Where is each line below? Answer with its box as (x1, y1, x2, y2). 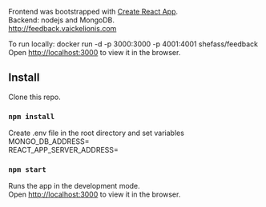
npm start (8, 165, 46, 174)
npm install (8, 112, 55, 121)
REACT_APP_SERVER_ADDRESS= (8, 145, 119, 155)
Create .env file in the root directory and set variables (8, 128, 184, 138)
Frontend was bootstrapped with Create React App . (8, 7, 179, 16)
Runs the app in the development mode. (8, 181, 140, 191)
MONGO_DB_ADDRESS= (8, 137, 90, 146)
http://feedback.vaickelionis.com (8, 24, 117, 33)
